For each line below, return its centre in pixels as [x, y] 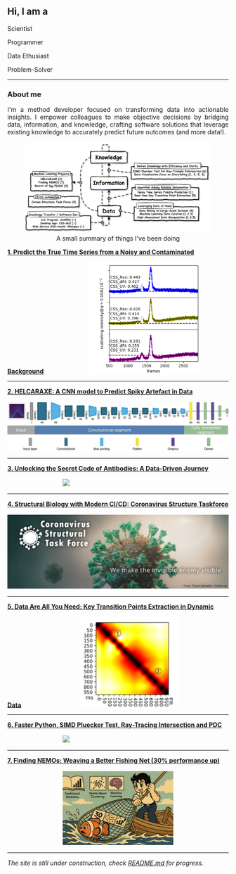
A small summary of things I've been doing [118, 238]
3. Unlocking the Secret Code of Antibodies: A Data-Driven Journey [108, 468]
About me [25, 94]
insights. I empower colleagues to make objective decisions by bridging [118, 117]
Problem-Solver [30, 69]
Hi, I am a [28, 12]
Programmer [26, 42]
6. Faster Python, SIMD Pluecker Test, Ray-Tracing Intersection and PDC [115, 725]
